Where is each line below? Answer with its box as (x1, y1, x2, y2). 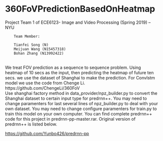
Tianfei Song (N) (14, 42, 49, 47)
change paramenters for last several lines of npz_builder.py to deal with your (5, 100, 158, 106)
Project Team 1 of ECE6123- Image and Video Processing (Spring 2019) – (5, 19, 151, 25)
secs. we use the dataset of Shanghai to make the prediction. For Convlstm (5, 75, 155, 80)
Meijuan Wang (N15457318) (14, 47, 66, 51)
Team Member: (14, 34, 40, 39)
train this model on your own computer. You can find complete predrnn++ (5, 110, 152, 117)
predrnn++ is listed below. (5, 121, 57, 127)
